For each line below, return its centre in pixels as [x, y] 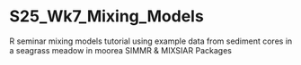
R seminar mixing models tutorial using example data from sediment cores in [151, 41]
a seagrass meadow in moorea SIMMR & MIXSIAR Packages [120, 50]
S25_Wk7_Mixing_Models [106, 16]
